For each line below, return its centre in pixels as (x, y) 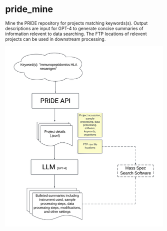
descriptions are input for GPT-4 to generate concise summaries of (74, 28)
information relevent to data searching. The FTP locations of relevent (76, 34)
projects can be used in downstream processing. (55, 39)
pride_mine (29, 9)
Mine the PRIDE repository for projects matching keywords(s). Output (76, 23)
